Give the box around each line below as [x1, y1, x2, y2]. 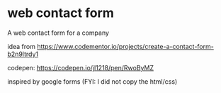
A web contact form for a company [7, 28, 110, 37]
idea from [7, 42, 35, 50]
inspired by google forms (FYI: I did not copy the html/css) [7, 77, 178, 86]
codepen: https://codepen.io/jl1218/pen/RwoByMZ [7, 63, 154, 72]
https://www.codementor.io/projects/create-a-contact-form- [36, 42, 214, 50]
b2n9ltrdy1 [7, 50, 39, 58]
